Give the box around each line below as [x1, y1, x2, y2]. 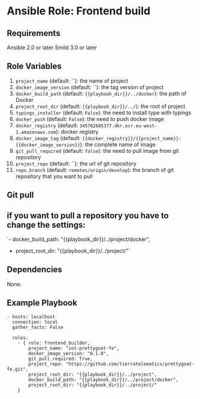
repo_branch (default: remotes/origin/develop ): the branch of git [15, 166, 174, 173]
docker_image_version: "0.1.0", [28, 350, 110, 356]
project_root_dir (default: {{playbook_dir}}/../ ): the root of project [15, 102, 186, 110]
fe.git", [7, 366, 29, 372]
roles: [12, 334, 29, 341]
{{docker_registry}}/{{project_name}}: [82, 135, 182, 141]
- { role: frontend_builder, [17, 340, 90, 346]
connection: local [12, 319, 59, 325]
